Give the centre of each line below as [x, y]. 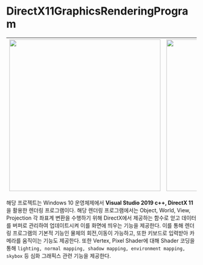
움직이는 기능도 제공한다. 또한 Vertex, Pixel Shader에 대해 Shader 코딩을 [108, 240]
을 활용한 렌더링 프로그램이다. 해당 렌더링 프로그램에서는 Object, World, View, [98, 210]
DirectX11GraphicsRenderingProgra [97, 11]
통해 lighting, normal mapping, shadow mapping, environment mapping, [96, 248]
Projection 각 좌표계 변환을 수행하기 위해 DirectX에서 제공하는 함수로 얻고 [93, 218]
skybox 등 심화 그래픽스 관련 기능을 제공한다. [59, 255]
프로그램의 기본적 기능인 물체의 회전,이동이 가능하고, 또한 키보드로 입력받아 [100, 233]
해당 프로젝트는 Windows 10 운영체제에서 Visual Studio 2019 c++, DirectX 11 [100, 203]
